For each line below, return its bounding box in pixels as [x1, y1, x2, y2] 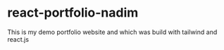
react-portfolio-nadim [7, 5, 139, 21]
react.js [7, 35, 30, 43]
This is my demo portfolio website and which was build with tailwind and [7, 28, 218, 36]
